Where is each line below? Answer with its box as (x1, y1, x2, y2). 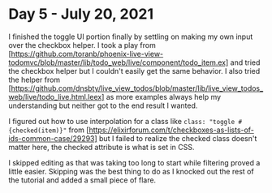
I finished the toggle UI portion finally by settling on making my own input (8, 32, 253, 41)
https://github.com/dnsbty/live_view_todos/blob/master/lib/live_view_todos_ (11, 83, 264, 93)
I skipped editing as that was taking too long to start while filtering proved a (8, 157, 261, 167)
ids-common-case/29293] (8, 133, 97, 143)
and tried (230, 58, 261, 67)
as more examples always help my (106, 92, 222, 101)
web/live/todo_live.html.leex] (8, 92, 105, 101)
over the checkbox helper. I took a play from (8, 40, 156, 49)
